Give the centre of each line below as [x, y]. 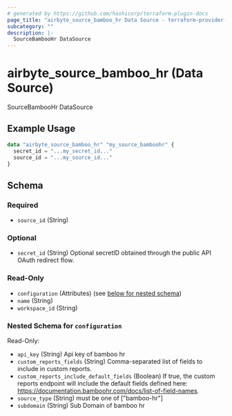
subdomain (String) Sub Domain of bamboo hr [81, 405]
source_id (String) [43, 220]
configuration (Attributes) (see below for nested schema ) [99, 293]
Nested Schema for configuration [65, 326]
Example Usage [41, 129]
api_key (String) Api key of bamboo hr [71, 354]
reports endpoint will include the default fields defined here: [102, 383]
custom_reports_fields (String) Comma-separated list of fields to [110, 361]
